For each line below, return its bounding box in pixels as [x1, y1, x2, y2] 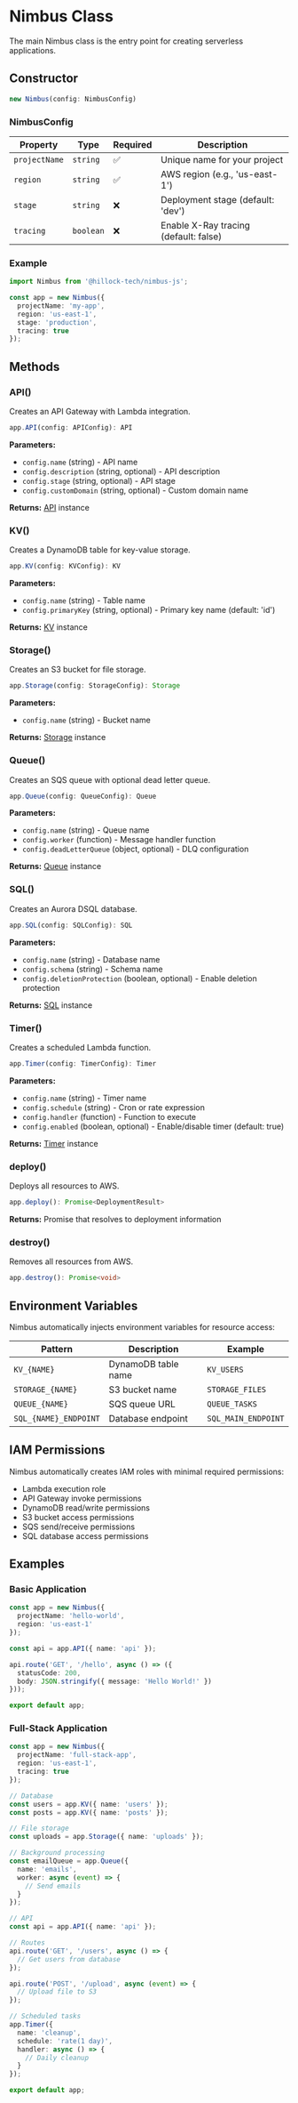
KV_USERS [207, 1364, 244, 1374]
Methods [9, 359, 60, 375]
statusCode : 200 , [17, 1668, 82, 1678]
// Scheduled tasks [9, 2012, 82, 2021]
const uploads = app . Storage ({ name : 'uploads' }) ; [9, 1833, 204, 1841]
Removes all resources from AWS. [9, 1256, 134, 1267]
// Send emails [25, 1881, 82, 1890]
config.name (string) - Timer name [21, 1092, 147, 1103]
